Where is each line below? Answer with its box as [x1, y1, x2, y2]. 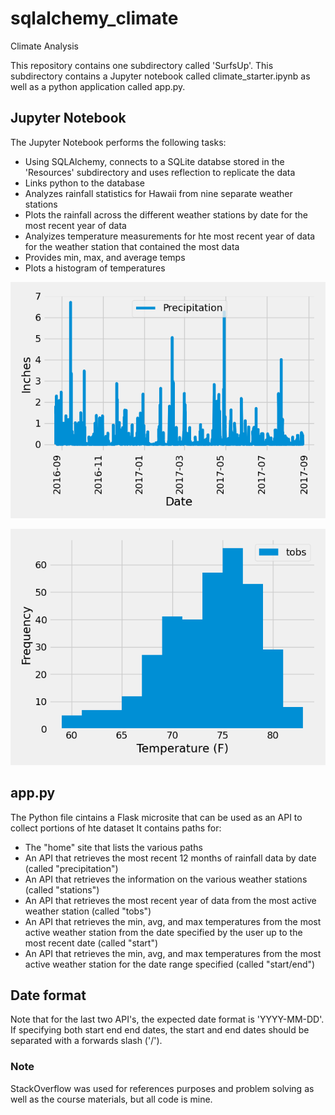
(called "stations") [24, 883, 100, 896]
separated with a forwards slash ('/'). [10, 1035, 163, 1047]
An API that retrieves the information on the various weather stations [24, 873, 308, 885]
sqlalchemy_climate [10, 7, 179, 30]
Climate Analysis [10, 40, 79, 52]
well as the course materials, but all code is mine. [10, 1093, 213, 1105]
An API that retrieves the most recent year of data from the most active [24, 894, 317, 906]
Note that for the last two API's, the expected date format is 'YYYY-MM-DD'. [10, 1013, 325, 1026]
